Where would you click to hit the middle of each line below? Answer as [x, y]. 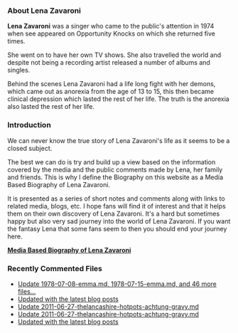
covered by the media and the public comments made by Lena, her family [115, 169]
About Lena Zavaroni [44, 11]
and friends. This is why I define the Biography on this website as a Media [115, 177]
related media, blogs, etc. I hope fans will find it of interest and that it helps [117, 206]
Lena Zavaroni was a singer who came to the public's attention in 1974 [111, 26]
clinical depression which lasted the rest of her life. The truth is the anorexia [118, 99]
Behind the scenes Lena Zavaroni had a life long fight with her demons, [112, 84]
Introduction [29, 125]
